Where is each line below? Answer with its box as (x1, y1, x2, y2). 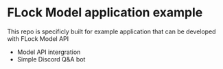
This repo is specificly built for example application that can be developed (7, 27, 216, 36)
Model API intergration (16, 48, 81, 56)
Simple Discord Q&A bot (16, 55, 86, 63)
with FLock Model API (7, 34, 69, 42)
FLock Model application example (7, 5, 203, 20)
